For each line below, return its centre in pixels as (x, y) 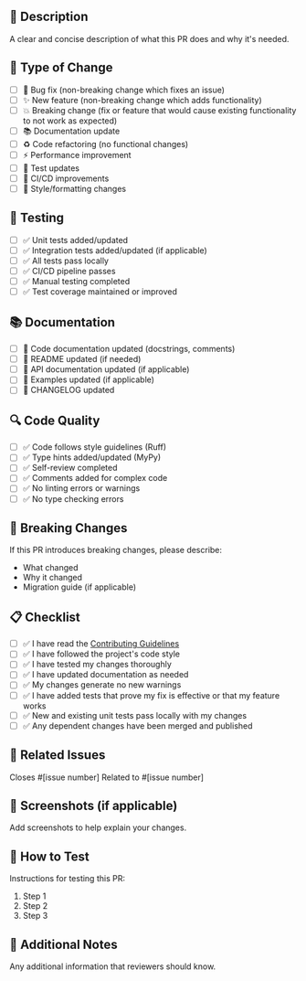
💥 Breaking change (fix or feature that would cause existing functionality (159, 110)
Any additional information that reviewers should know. (113, 966)
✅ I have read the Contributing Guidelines (101, 644)
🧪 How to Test (49, 856)
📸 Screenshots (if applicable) (94, 805)
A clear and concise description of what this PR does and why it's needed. (149, 38)
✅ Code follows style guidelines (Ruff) (95, 447)
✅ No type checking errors (73, 498)
